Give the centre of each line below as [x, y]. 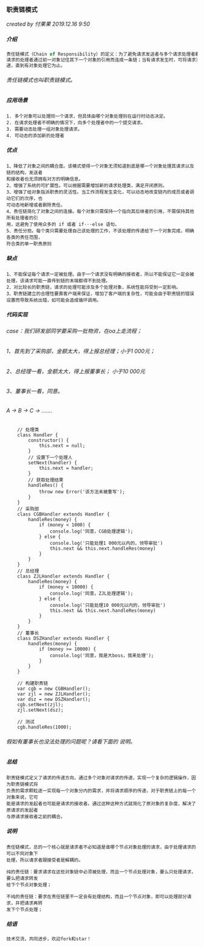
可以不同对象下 [22, 853]
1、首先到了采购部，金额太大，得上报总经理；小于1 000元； [81, 351]
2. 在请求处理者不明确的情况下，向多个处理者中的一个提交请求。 [76, 123]
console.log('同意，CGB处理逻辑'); [91, 531]
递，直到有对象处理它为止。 [36, 66]
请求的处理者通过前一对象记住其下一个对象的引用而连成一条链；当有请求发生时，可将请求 [101, 60]
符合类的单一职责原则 [29, 244]
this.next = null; [62, 446]
